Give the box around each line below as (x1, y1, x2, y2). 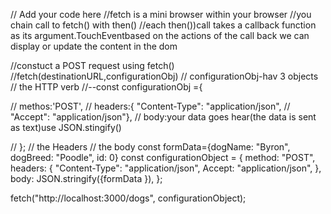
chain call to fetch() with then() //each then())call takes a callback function (10, 19, 317, 31)
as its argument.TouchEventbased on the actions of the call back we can (10, 30, 310, 41)
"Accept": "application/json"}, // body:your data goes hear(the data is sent (10, 111, 317, 123)
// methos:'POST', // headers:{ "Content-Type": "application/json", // (10, 100, 291, 112)
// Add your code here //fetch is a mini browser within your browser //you (10, 9, 312, 20)
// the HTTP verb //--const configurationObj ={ (10, 81, 203, 93)
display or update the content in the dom (10, 40, 178, 52)
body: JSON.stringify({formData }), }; (10, 173, 163, 184)
